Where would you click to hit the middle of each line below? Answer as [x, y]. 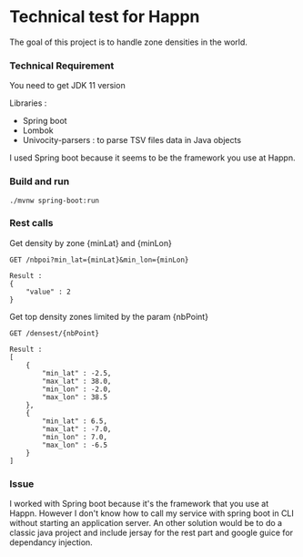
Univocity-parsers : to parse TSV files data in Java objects [132, 140]
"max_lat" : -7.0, [77, 429]
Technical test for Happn [105, 17]
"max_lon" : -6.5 [75, 445]
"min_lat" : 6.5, [75, 421]
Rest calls [31, 223]
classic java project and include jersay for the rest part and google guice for [151, 533]
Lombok [38, 130]
